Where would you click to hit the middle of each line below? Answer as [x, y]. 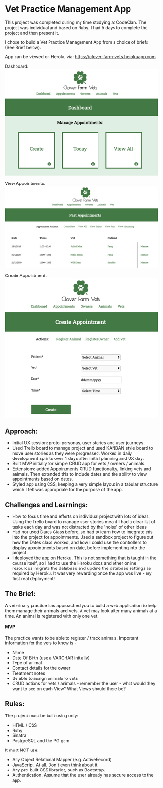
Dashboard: [17, 66]
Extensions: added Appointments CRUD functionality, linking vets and [81, 469]
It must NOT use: [22, 750]
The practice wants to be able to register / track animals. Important [72, 638]
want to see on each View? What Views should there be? [69, 688]
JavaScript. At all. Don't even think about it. [55, 765]
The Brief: [20, 594]
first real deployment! [33, 578]
